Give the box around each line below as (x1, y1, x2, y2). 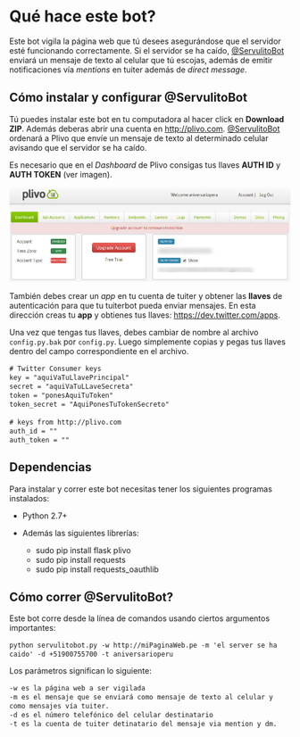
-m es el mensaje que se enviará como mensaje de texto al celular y (9, 693, 274, 702)
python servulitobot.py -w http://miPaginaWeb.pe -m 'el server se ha (9, 641, 278, 650)
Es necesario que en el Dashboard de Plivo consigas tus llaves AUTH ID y (9, 159, 281, 170)
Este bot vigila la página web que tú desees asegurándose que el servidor (9, 36, 281, 46)
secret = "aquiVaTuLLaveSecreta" (9, 382, 134, 391)
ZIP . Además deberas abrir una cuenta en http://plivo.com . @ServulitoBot (9, 123, 280, 134)
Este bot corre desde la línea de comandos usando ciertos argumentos (9, 613, 271, 624)
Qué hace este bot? (9, 6, 156, 27)
